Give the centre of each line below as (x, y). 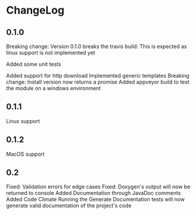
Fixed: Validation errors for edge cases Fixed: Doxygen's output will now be (98, 187)
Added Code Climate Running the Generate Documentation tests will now (95, 200)
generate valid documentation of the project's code (69, 206)
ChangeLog (35, 10)
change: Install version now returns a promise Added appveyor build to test (98, 82)
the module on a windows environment (54, 88)
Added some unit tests (33, 64)
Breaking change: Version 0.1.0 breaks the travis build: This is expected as (97, 46)
